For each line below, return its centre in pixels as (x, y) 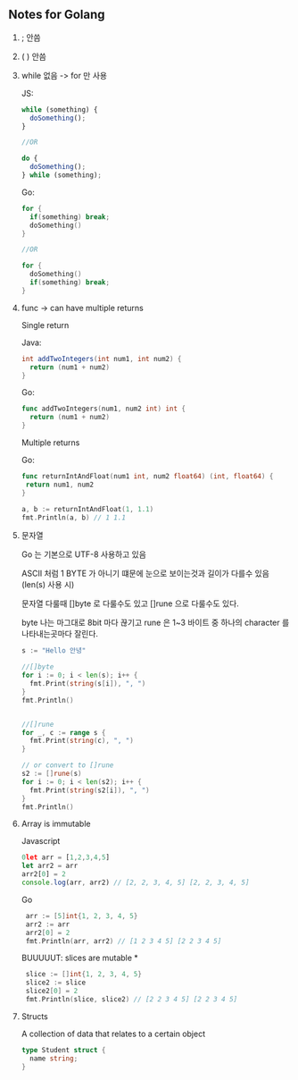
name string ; (54, 1059)
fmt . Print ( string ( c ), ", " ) (82, 741)
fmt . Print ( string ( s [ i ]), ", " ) (88, 684)
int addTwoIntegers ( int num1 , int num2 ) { (101, 359)
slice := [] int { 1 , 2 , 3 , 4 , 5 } (83, 975)
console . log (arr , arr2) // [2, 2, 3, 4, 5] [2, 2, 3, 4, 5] (135, 883)
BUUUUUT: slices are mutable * (80, 958)
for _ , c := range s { (63, 732)
